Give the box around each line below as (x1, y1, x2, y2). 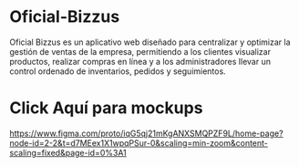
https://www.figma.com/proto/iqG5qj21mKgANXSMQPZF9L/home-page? (9, 128, 284, 139)
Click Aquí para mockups (9, 98, 203, 119)
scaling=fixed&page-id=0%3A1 (9, 147, 128, 158)
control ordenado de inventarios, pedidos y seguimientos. (9, 66, 226, 77)
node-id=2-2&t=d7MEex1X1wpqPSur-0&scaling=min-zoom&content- (9, 137, 269, 148)
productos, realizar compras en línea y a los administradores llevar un (9, 56, 272, 67)
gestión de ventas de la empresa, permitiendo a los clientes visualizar (9, 46, 272, 57)
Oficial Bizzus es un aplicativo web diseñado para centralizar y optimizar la (9, 37, 291, 47)
